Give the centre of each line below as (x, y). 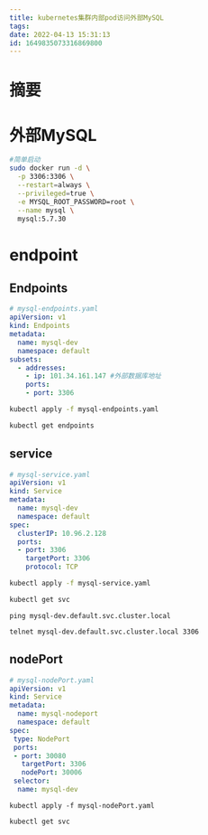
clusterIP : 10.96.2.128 (62, 533)
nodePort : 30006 (52, 773)
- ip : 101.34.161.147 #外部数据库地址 (94, 376)
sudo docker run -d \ (50, 168)
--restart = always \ (54, 185)
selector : (32, 781)
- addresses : (42, 368)
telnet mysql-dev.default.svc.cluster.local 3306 (104, 632)
